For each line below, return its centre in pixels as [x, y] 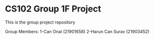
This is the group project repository [40, 22]
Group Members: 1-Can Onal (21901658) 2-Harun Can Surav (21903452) [77, 31]
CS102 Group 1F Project [53, 9]
